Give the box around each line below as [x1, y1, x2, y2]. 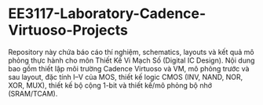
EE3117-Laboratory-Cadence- [8, 5, 206, 23]
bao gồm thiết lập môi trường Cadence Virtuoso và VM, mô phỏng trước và [8, 63, 250, 73]
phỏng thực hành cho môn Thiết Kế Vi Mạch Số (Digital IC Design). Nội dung [8, 56, 255, 65]
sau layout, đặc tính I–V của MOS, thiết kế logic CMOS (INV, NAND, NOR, [8, 72, 243, 81]
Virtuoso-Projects [8, 21, 128, 39]
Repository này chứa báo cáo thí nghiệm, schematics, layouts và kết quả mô [8, 47, 254, 56]
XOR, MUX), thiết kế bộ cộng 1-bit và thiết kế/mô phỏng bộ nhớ [8, 80, 213, 90]
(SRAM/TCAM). [8, 89, 58, 98]
